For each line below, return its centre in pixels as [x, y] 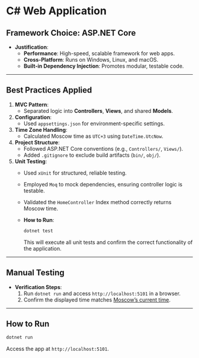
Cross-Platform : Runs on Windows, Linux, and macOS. [91, 60]
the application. [43, 248]
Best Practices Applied [49, 90]
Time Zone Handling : [41, 129]
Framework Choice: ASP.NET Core [71, 33]
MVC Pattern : [32, 104]
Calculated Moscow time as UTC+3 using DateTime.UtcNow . [94, 136]
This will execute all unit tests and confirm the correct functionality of [108, 242]
